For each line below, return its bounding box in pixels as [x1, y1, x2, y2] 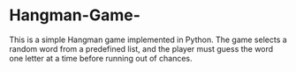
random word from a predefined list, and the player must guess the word [9, 43, 274, 54]
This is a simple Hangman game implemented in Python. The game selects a [9, 34, 287, 45]
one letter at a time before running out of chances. [9, 53, 193, 63]
